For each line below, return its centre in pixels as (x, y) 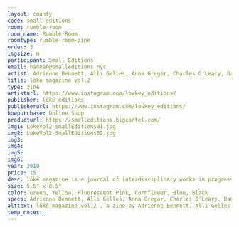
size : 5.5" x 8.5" (34, 186)
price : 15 (22, 173)
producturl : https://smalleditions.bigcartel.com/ (84, 120)
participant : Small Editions (51, 60)
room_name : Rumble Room (43, 34)
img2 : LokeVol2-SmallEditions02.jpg (62, 133)
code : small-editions (39, 21)
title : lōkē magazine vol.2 (49, 80)
